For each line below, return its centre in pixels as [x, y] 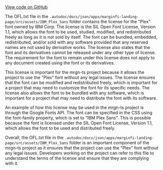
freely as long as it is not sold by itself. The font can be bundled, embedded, [81, 37]
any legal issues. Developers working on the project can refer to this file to [80, 153]
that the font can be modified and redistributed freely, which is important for [81, 83]
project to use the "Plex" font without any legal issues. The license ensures [80, 77]
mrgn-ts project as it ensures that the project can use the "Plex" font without [82, 148]
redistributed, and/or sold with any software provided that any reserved [77, 42]
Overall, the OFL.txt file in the [34, 137]
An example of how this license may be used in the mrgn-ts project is [74, 107]
